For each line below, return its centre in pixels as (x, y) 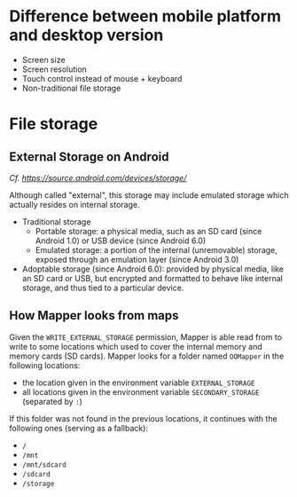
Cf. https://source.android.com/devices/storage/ (98, 177)
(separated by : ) (52, 401)
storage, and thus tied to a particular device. (103, 288)
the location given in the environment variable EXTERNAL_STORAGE (138, 383)
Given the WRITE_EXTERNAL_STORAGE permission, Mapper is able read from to (145, 337)
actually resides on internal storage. (74, 204)
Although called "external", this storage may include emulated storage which (149, 195)
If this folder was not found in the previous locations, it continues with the (143, 418)
